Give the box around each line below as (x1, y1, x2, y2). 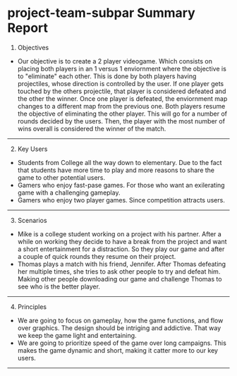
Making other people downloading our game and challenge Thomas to (17, 274, 222, 283)
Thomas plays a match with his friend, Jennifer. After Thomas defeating (17, 260, 226, 268)
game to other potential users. (17, 173, 106, 181)
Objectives (17, 43, 49, 51)
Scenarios (17, 216, 47, 224)
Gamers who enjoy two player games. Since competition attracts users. (17, 195, 226, 204)
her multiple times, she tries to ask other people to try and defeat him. (17, 267, 221, 276)
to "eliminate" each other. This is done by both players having (17, 72, 197, 80)
